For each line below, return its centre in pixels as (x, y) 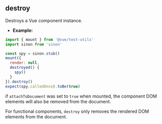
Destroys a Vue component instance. (44, 20)
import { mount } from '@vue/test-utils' (50, 39)
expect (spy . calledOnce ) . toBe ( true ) (43, 86)
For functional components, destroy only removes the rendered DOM (77, 111)
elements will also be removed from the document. (58, 101)
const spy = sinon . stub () (32, 53)
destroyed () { (25, 68)
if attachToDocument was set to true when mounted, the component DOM (81, 96)
